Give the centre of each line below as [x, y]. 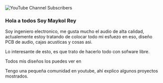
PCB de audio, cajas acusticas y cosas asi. [49, 42]
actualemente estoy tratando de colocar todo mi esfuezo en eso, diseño [79, 37]
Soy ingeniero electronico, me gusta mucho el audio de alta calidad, [75, 31]
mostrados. [17, 76]
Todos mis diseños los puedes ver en [43, 61]
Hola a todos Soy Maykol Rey [41, 20]
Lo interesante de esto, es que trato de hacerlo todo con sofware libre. [78, 52]
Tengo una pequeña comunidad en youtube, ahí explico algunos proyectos [81, 71]
